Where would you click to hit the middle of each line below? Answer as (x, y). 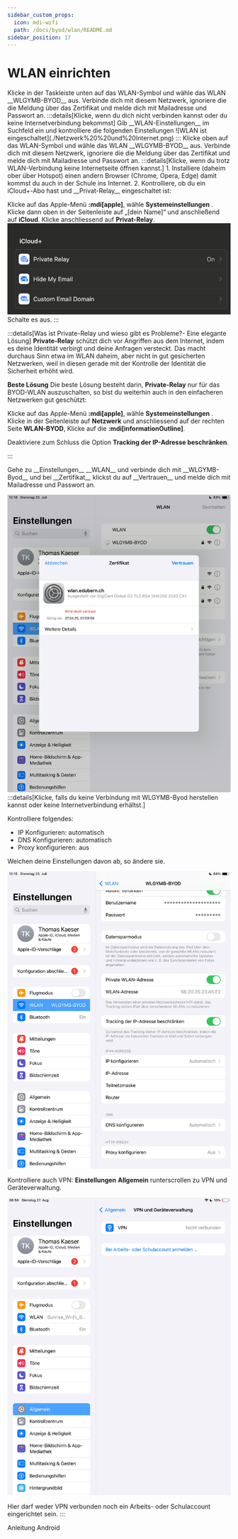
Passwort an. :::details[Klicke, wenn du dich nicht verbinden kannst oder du (118, 115)
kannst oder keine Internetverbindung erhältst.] (76, 805)
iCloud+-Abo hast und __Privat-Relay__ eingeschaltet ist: (90, 191)
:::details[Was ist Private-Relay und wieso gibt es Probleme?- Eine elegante (117, 333)
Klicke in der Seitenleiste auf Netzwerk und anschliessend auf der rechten (116, 421)
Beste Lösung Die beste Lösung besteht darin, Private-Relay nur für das (114, 384)
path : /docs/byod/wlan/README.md (63, 30)
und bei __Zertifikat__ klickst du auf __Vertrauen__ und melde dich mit (130, 477)
